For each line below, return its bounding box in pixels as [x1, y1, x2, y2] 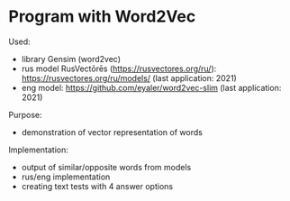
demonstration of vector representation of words [21, 126, 204, 137]
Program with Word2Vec [8, 6, 196, 27]
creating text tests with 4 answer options [21, 180, 173, 191]
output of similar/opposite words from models [21, 161, 192, 172]
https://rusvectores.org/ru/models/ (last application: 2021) [21, 72, 238, 83]
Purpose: [8, 109, 42, 120]
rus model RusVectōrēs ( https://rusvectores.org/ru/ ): [21, 63, 217, 74]
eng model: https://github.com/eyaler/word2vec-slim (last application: [21, 82, 282, 93]
